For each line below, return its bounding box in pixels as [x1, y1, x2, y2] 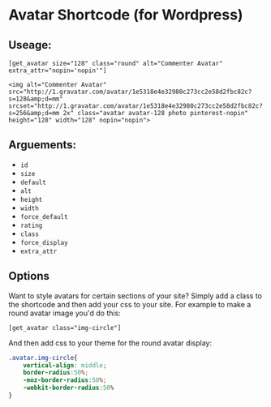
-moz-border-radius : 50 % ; [23, 376, 107, 384]
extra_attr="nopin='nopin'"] [8, 66, 107, 75]
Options [8, 269, 50, 283]
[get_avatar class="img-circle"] [8, 323, 122, 332]
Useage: [8, 38, 52, 52]
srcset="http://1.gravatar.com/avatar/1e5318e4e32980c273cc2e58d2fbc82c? [8, 102, 264, 110]
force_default [19, 212, 68, 221]
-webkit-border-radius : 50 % [23, 383, 114, 392]
